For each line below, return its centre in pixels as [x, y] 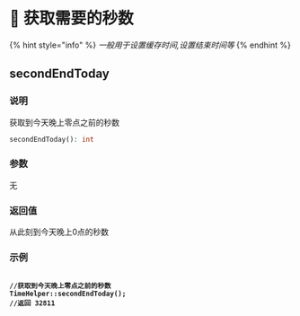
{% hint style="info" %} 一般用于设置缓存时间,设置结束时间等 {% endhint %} [150, 45]
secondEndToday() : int [52, 139]
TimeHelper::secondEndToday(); [68, 294]
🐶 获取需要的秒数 [72, 18]
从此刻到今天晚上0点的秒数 [59, 232]
